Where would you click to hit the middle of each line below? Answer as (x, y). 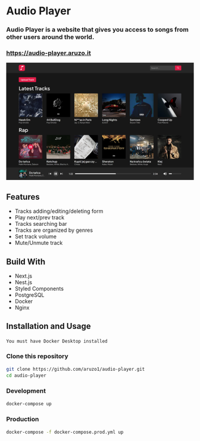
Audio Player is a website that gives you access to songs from (97, 30)
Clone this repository (37, 356)
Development (26, 390)
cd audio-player (26, 376)
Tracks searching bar (41, 224)
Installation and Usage (49, 326)
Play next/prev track (39, 218)
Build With (26, 261)
